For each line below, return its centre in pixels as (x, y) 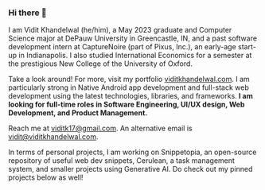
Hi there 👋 (28, 13)
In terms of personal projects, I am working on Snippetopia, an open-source (132, 152)
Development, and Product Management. (78, 113)
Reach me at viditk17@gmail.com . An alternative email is (100, 128)
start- (247, 47)
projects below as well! (46, 177)
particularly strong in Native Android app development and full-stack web (129, 87)
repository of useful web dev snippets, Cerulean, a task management (121, 161)
